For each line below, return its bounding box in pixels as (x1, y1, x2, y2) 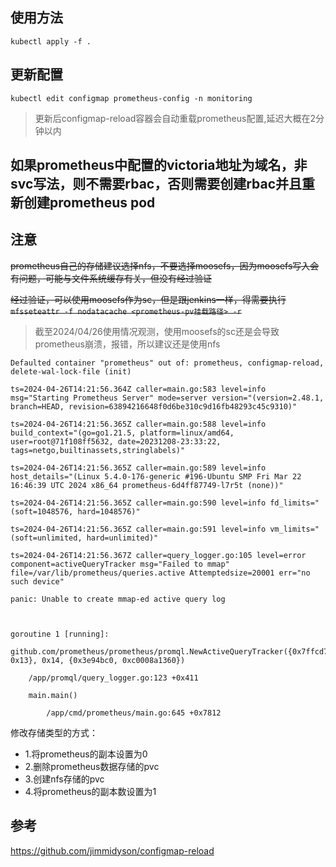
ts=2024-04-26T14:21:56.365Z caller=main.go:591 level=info (10, 524, 267, 534)
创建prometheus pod (23, 194, 156, 212)
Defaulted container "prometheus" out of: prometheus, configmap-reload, (10, 358, 325, 368)
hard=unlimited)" (86, 533, 159, 543)
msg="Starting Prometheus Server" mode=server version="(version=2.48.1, (10, 393, 325, 403)
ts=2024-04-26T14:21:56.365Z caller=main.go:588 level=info (10, 419, 267, 429)
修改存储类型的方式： (10, 726, 98, 738)
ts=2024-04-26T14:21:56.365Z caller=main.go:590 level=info (10, 498, 267, 508)
